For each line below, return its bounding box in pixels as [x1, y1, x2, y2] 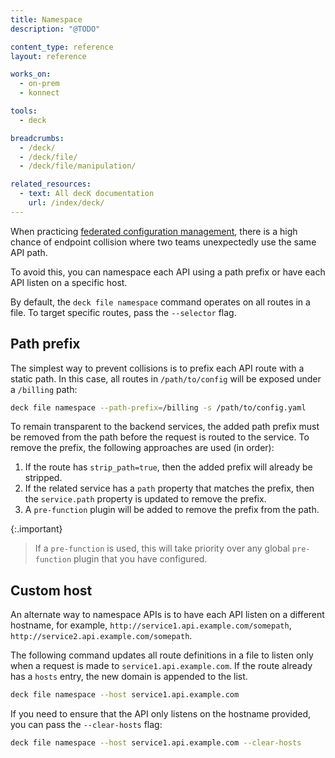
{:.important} [10, 523, 63, 535]
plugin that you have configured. [73, 553, 208, 565]
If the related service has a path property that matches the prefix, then [24, 482, 315, 495]
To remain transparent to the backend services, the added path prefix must [10, 421, 320, 433]
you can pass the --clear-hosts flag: [10, 719, 163, 731]
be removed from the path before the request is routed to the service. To [10, 431, 310, 443]
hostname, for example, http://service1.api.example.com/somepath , [10, 619, 292, 631]
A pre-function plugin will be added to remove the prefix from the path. [24, 504, 320, 516]
